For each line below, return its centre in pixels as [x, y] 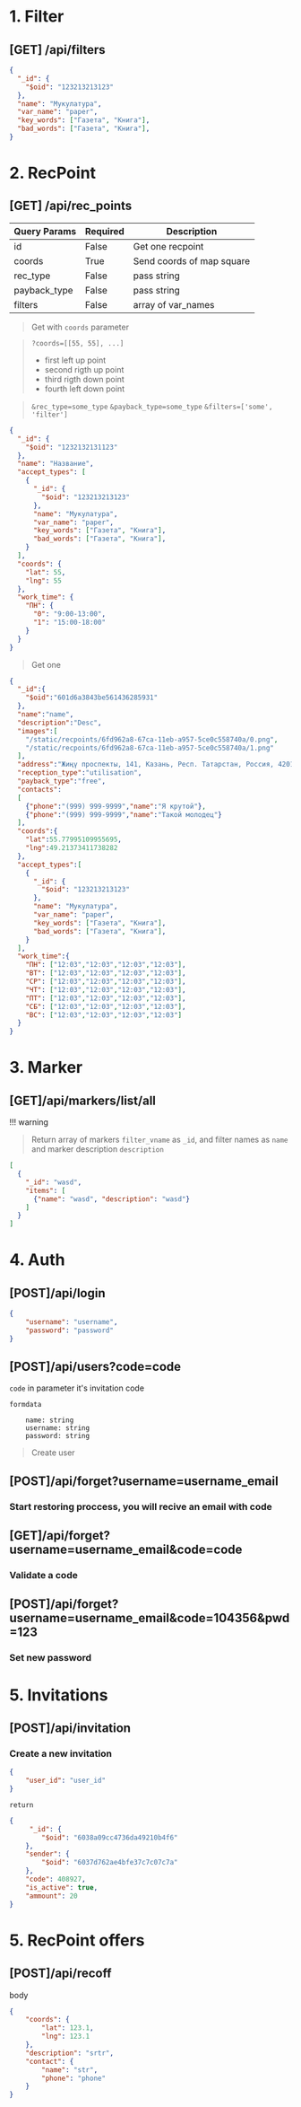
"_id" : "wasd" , [54, 1182]
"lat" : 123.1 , [68, 2028]
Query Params [45, 231]
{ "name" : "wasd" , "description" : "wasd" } [112, 1199]
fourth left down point [85, 389]
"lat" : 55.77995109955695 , [74, 840]
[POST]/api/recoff [60, 1974]
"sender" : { [47, 1854]
